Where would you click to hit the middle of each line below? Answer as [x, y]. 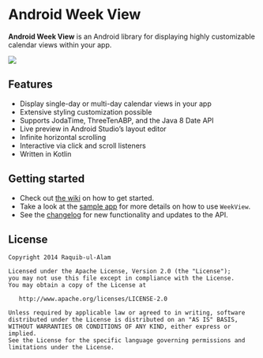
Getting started [47, 179]
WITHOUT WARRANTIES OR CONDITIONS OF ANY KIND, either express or [120, 327]
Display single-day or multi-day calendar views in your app [115, 104]
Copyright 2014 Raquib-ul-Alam [60, 258]
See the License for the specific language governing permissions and [127, 341]
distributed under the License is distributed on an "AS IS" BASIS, [123, 320]
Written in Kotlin [45, 154]
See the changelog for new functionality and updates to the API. [124, 214]
